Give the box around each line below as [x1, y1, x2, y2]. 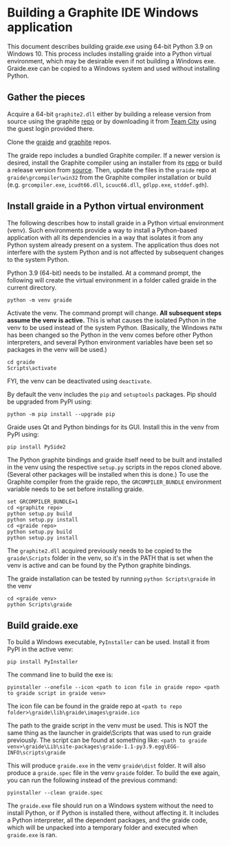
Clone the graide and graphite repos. [7, 138, 111, 146]
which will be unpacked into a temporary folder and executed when [7, 823, 198, 832]
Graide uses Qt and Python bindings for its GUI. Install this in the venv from [7, 422, 219, 431]
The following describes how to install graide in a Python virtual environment [7, 218, 224, 227]
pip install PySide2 [7, 443, 67, 451]
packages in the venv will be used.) [7, 345, 108, 353]
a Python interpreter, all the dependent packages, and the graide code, [7, 816, 208, 825]
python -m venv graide [7, 296, 72, 304]
